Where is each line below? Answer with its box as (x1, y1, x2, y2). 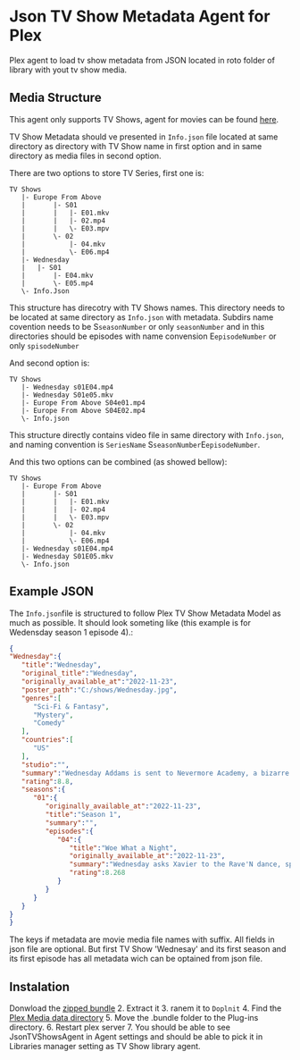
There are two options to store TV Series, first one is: (9, 167, 204, 178)
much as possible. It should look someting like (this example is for (9, 617, 252, 627)
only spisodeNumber (9, 340, 80, 350)
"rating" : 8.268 (69, 869, 126, 878)
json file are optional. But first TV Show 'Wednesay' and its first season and (9, 944, 287, 955)
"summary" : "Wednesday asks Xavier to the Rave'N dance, (69, 860, 281, 869)
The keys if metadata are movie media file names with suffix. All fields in (9, 934, 275, 945)
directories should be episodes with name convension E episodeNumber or (9, 331, 277, 341)
